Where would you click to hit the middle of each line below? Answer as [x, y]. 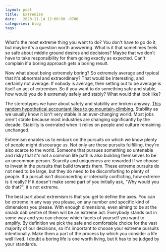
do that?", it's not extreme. [32, 187]
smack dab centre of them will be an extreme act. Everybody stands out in [81, 213]
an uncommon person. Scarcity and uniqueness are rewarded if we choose [82, 161]
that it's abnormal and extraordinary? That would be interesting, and [75, 78]
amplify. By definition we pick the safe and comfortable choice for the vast [81, 223]
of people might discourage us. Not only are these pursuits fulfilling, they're [82, 145]
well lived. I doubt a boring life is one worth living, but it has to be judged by [82, 239]
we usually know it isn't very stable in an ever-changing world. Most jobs [80, 114]
